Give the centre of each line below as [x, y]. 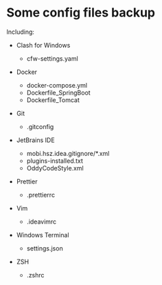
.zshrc [36, 275]
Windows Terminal [43, 235]
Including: [21, 32]
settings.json [45, 248]
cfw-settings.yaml [52, 58]
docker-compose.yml [57, 85]
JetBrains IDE [36, 140]
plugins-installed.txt [55, 161]
